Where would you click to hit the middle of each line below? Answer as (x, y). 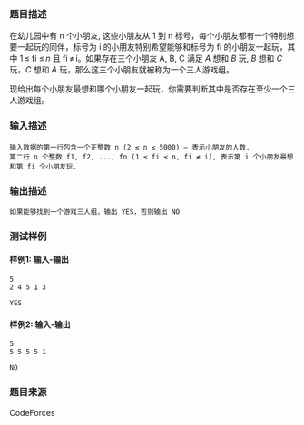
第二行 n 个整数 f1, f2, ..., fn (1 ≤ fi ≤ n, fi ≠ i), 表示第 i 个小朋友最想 (152, 157)
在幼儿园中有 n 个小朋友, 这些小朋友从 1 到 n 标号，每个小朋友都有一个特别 (148, 36)
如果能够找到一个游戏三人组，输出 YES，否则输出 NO (94, 212)
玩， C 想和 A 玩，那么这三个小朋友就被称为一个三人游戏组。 (122, 70)
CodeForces (33, 412)
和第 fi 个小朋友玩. (44, 166)
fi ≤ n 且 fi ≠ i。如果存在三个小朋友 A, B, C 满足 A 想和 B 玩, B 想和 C (157, 58)
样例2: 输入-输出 (40, 324)
